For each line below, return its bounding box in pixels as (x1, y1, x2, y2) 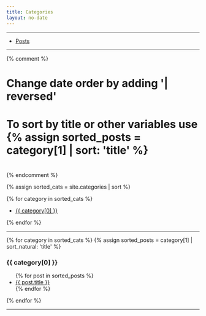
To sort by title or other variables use (6, 117, 198, 131)
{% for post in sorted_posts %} (15, 272, 94, 279)
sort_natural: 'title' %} (6, 243, 61, 250)
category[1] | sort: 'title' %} (6, 143, 149, 157)
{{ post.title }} (15, 279, 50, 286)
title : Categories (6, 9, 53, 15)
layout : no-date (6, 15, 48, 21)
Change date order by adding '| (6, 76, 169, 90)
